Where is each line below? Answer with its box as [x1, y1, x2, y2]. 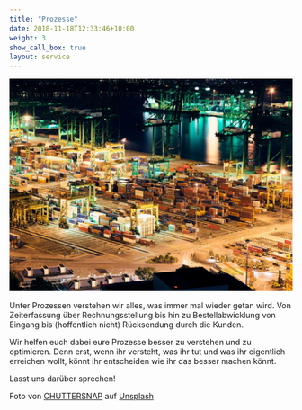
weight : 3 [9, 33, 47, 42]
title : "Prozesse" [9, 14, 78, 23]
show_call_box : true [9, 43, 87, 52]
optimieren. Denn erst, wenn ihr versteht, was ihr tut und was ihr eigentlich [9, 346, 286, 357]
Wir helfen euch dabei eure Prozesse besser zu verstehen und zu [9, 337, 252, 348]
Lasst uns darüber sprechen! [9, 373, 116, 384]
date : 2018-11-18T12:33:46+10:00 [9, 23, 135, 33]
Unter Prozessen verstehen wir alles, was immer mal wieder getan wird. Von [9, 300, 292, 311]
